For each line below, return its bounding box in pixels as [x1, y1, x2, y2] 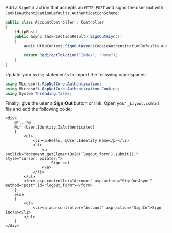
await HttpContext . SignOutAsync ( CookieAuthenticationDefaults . [24, 44, 161, 49]
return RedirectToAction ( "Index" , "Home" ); [24, 53, 118, 58]
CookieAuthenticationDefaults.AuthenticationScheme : [5, 10, 119, 16]
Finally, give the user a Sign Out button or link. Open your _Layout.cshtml [5, 100, 160, 107]
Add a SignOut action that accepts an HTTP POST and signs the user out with [5, 5, 164, 10]
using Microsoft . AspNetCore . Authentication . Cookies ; [5, 86, 120, 91]
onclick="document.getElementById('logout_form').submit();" [5, 151, 139, 157]
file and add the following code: [5, 105, 72, 112]
